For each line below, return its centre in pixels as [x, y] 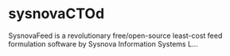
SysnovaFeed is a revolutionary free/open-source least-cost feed [115, 35]
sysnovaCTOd [57, 14]
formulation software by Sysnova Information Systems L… [103, 43]
